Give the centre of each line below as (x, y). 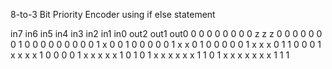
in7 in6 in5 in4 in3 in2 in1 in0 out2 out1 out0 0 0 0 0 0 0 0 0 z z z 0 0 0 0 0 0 (166, 33)
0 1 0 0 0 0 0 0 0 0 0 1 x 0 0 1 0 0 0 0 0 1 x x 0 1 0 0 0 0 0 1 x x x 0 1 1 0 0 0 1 (166, 44)
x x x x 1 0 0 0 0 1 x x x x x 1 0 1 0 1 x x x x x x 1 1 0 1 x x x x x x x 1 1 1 (150, 55)
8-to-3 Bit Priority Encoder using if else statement (113, 14)
